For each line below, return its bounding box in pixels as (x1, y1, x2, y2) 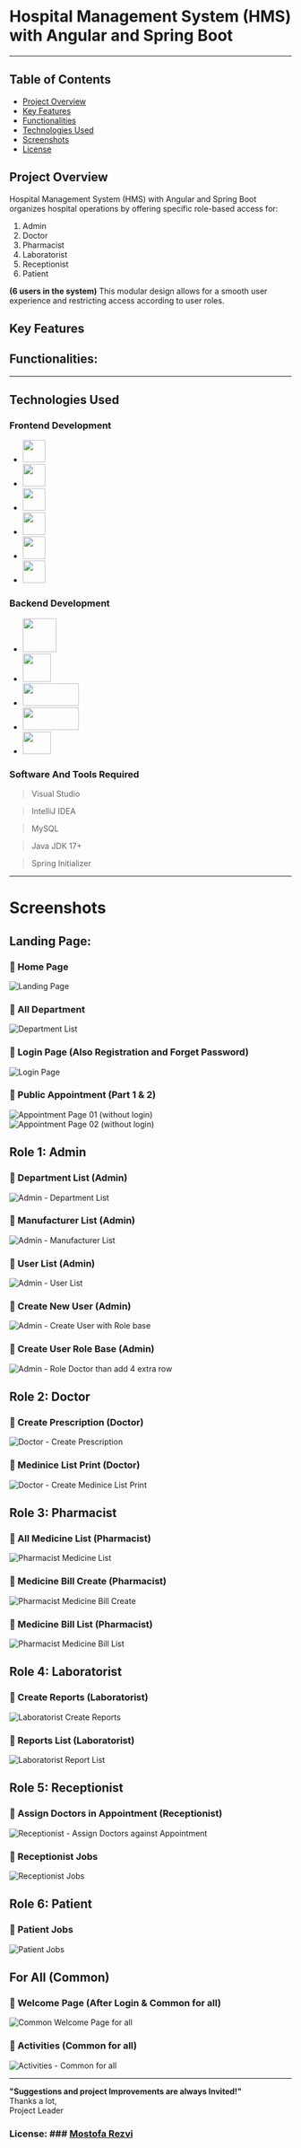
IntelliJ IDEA (30, 806, 76, 817)
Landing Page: (9, 934, 91, 949)
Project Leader (9, 2105, 64, 2116)
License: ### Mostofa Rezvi (9, 2127, 133, 2140)
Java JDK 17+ (30, 841, 82, 852)
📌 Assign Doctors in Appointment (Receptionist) (9, 1807, 223, 1819)
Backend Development (9, 597, 110, 609)
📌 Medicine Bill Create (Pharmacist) (9, 1575, 168, 1588)
